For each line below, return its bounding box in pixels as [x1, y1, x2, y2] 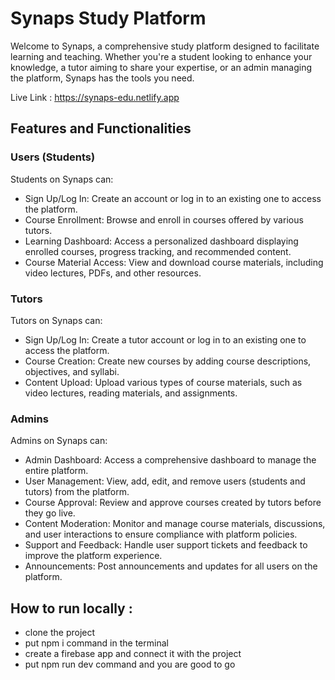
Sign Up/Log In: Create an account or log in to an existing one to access [24, 192, 322, 204]
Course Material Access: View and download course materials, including [24, 256, 324, 268]
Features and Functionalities [10, 120, 192, 137]
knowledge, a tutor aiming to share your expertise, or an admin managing [10, 61, 312, 73]
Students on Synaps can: [10, 173, 114, 185]
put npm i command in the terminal [24, 637, 169, 649]
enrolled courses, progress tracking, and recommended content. [24, 245, 292, 257]
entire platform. [24, 465, 89, 477]
